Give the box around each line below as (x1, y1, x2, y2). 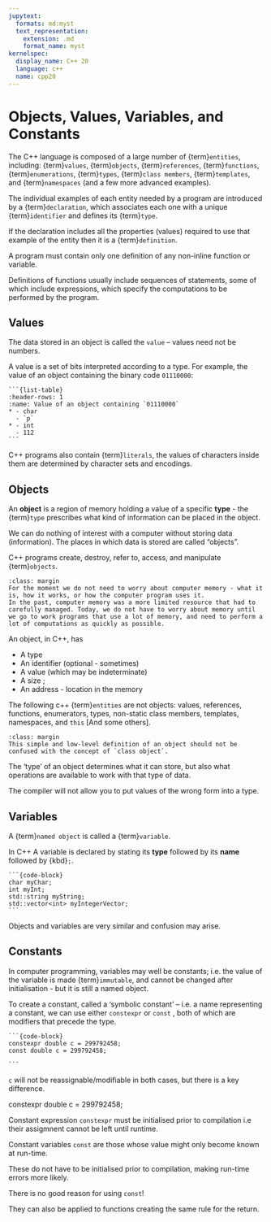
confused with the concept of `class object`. (8, 747, 169, 756)
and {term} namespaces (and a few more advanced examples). (8, 177, 212, 187)
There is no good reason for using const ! (8, 1188, 144, 1198)
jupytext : (8, 11, 42, 20)
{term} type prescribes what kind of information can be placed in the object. (8, 513, 261, 523)
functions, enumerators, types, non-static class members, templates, (8, 709, 239, 719)
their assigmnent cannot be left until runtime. (8, 1124, 158, 1133)
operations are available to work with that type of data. (8, 770, 191, 781)
